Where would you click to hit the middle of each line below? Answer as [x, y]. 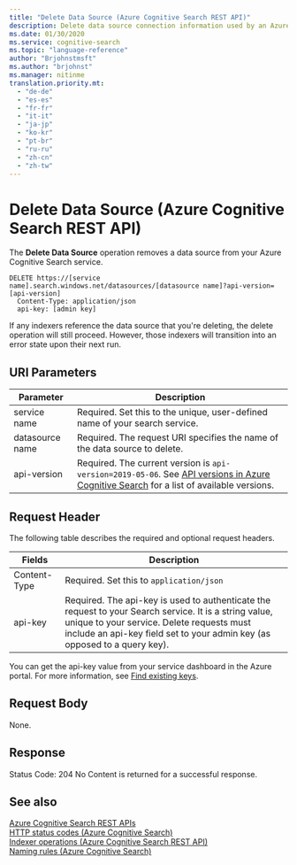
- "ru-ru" [35, 149]
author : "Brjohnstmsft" [53, 58]
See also [33, 802]
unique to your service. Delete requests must [158, 622]
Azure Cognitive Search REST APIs [72, 823]
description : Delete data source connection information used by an [138, 26]
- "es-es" [35, 100]
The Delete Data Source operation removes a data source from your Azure [145, 252]
